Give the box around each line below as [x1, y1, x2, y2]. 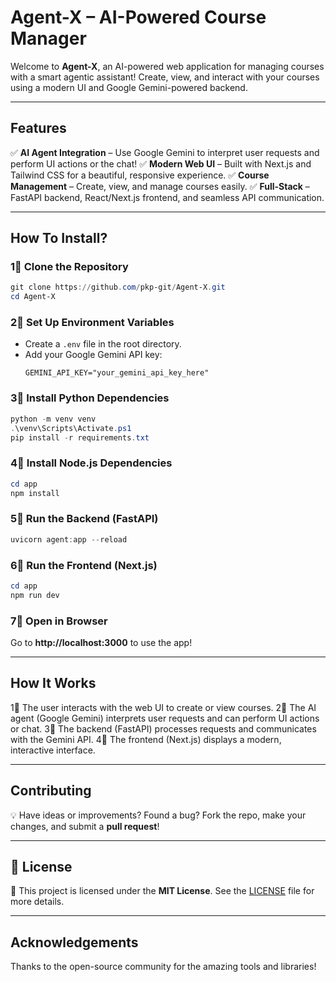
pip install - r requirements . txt [10, 432, 150, 443]
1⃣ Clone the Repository [10, 260, 129, 274]
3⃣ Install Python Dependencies [10, 391, 170, 405]
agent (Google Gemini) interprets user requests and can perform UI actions [10, 712, 320, 724]
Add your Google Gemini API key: [24, 349, 163, 361]
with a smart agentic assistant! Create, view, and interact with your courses [10, 71, 320, 83]
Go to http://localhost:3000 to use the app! [10, 636, 193, 648]
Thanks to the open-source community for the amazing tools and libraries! [10, 961, 317, 973]
